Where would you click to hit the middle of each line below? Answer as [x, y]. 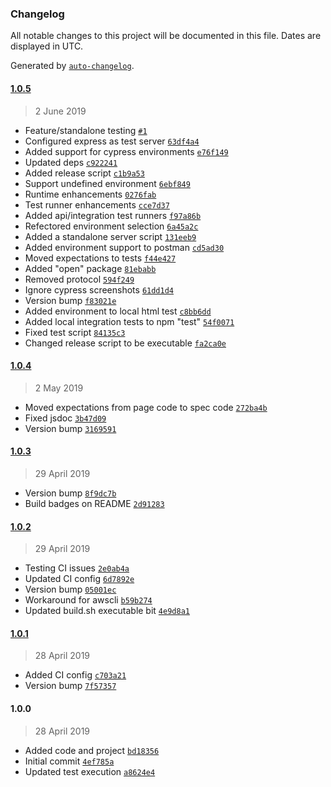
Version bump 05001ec [70, 589]
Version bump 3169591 [70, 428]
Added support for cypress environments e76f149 [126, 151]
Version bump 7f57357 [70, 686]
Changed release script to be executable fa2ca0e [125, 343]
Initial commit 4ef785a [69, 761]
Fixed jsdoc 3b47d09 [65, 418]
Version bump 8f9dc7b [70, 493]
